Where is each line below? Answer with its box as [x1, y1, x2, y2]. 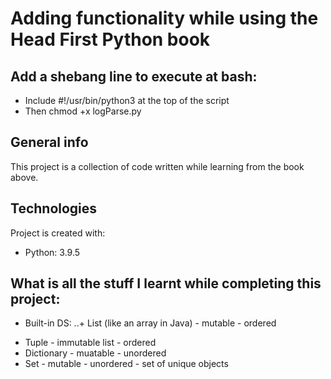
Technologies [10, 200, 98, 217]
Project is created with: [10, 227, 106, 239]
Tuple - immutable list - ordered [24, 337, 157, 349]
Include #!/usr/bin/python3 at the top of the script [24, 95, 230, 106]
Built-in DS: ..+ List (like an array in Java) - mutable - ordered [24, 317, 277, 329]
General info [10, 134, 89, 151]
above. [10, 171, 39, 183]
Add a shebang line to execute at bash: [10, 68, 258, 85]
